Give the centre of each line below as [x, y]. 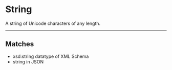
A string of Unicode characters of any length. [53, 23]
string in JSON [28, 61]
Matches [20, 44]
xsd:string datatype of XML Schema [51, 56]
